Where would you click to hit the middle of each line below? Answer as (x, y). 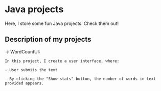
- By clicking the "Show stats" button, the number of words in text (80, 79)
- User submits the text (31, 70)
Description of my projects (48, 39)
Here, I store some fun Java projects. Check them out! (62, 23)
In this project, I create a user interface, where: (62, 61)
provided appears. (24, 83)
